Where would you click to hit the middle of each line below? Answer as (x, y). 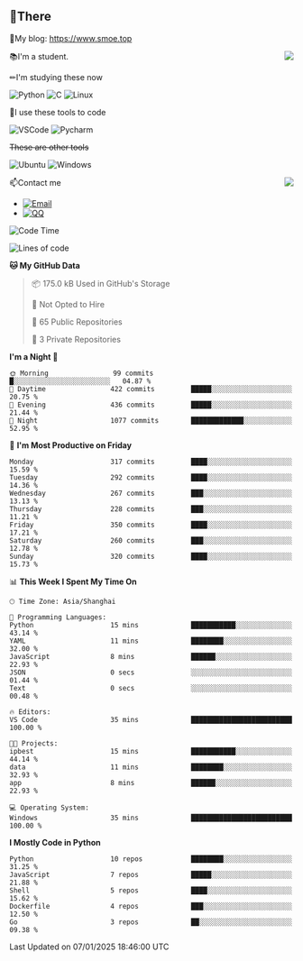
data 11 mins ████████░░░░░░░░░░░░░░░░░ (151, 767)
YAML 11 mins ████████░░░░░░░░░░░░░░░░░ (151, 641)
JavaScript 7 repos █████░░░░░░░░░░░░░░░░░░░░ (151, 874)
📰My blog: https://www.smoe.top (71, 38)
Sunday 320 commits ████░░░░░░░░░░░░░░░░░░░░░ (151, 556)
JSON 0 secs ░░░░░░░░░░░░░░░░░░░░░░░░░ (151, 673)
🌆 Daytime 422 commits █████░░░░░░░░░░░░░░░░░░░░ (151, 389)
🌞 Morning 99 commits (82, 373)
